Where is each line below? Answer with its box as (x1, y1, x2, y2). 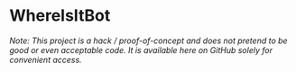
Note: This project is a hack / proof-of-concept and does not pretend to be (9, 35, 288, 46)
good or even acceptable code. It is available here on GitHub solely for (9, 44, 273, 55)
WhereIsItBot (9, 5, 111, 26)
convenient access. (9, 54, 83, 65)
